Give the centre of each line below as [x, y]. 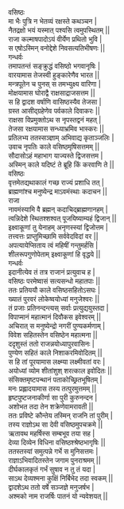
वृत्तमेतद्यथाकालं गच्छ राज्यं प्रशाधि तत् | [56, 182]
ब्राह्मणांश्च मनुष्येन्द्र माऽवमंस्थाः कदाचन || [58, 192]
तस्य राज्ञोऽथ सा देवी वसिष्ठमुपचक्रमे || [56, 425]
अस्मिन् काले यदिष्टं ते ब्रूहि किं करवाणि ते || [61, 164]
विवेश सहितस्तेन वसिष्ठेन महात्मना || [53, 335]
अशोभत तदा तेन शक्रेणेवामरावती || [51, 407]
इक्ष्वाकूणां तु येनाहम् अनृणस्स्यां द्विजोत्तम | [58, 227]
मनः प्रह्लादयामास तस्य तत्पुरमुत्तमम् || [52, 389]
